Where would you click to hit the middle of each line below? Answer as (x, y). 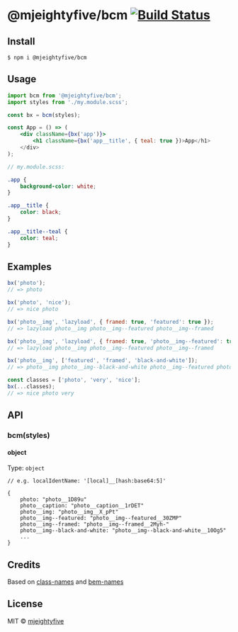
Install (21, 41)
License (25, 604)
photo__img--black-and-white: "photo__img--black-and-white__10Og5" (123, 531)
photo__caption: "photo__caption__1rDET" (82, 506)
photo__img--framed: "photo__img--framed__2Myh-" (95, 524)
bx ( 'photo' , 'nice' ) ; (39, 303)
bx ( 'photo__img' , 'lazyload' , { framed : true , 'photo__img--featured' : (115, 341)
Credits (24, 564)
